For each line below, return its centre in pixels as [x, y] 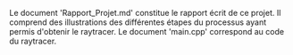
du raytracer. [33, 41]
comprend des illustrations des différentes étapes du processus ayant [138, 22]
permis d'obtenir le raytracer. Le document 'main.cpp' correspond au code [146, 31]
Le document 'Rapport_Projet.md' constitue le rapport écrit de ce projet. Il [145, 13]
